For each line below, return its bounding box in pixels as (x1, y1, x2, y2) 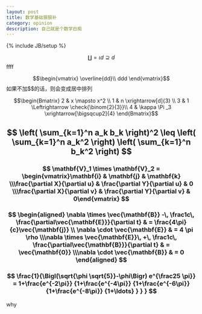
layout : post (6, 8, 39, 15)
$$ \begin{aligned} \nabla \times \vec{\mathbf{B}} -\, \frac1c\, (8, 210, 195, 219)
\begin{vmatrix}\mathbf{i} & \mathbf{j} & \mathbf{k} (22, 172, 181, 180)
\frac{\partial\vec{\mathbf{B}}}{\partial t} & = (33, 240, 170, 249)
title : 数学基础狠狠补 (6, 14, 57, 20)
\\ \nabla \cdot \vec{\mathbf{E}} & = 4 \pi (70, 225, 194, 234)
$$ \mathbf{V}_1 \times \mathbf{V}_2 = (42, 164, 161, 172)
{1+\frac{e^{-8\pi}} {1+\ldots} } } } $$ (45, 287, 157, 295)
